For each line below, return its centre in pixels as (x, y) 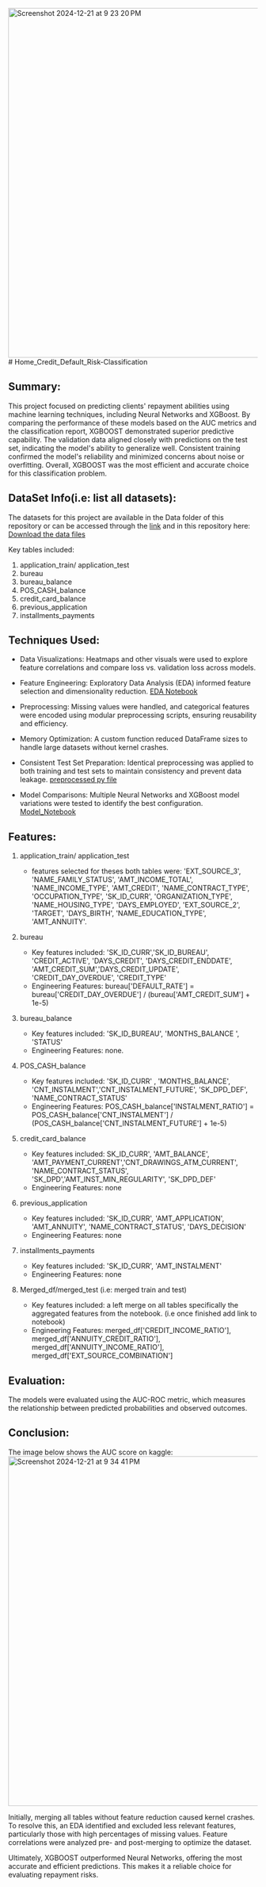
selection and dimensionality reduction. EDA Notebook (108, 691)
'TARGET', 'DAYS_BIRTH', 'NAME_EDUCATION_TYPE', (119, 913)
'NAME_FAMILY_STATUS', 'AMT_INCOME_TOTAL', (112, 880)
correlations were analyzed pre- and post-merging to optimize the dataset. (130, 1842)
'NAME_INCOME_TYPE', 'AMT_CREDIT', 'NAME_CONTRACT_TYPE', (141, 888)
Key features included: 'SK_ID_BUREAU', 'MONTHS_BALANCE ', (135, 1033)
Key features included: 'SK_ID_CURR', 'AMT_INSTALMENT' (127, 1266)
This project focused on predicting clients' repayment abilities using (119, 406)
